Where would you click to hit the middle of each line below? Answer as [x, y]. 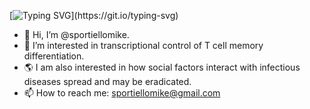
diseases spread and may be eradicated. [107, 81]
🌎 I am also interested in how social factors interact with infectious [162, 67]
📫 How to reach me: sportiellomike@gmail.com [122, 93]
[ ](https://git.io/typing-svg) [94, 15]
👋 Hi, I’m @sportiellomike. [76, 34]
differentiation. [54, 56]
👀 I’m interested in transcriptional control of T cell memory [143, 45]
